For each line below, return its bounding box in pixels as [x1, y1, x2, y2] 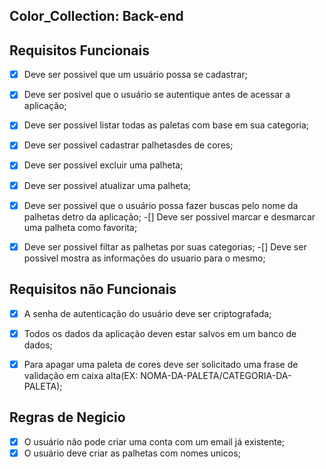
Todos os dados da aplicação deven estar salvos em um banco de [23, 327, 297, 339]
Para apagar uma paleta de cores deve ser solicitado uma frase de [23, 358, 299, 370]
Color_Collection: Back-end [9, 8, 184, 25]
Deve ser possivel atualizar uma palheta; [23, 179, 192, 191]
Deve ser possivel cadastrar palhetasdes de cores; [23, 139, 234, 151]
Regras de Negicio [9, 409, 126, 426]
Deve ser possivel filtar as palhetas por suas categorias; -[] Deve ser [23, 240, 307, 253]
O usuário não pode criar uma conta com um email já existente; [23, 435, 286, 448]
